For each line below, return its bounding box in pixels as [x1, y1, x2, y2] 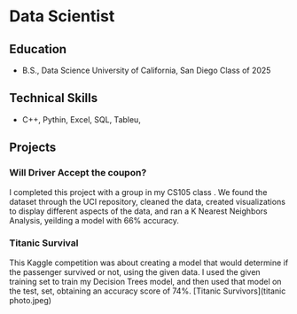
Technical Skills [9, 90, 98, 106]
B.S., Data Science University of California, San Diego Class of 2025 [21, 65, 271, 75]
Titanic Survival [9, 237, 79, 249]
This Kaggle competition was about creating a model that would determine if [9, 257, 289, 268]
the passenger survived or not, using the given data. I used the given [9, 266, 261, 277]
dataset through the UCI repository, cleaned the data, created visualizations [9, 196, 286, 207]
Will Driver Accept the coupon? [9, 167, 147, 179]
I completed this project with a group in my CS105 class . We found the [9, 186, 268, 197]
